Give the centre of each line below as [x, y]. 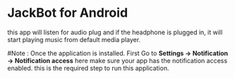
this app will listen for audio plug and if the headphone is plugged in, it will [115, 32]
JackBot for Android [68, 13]
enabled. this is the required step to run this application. [88, 68]
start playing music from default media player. [74, 39]
